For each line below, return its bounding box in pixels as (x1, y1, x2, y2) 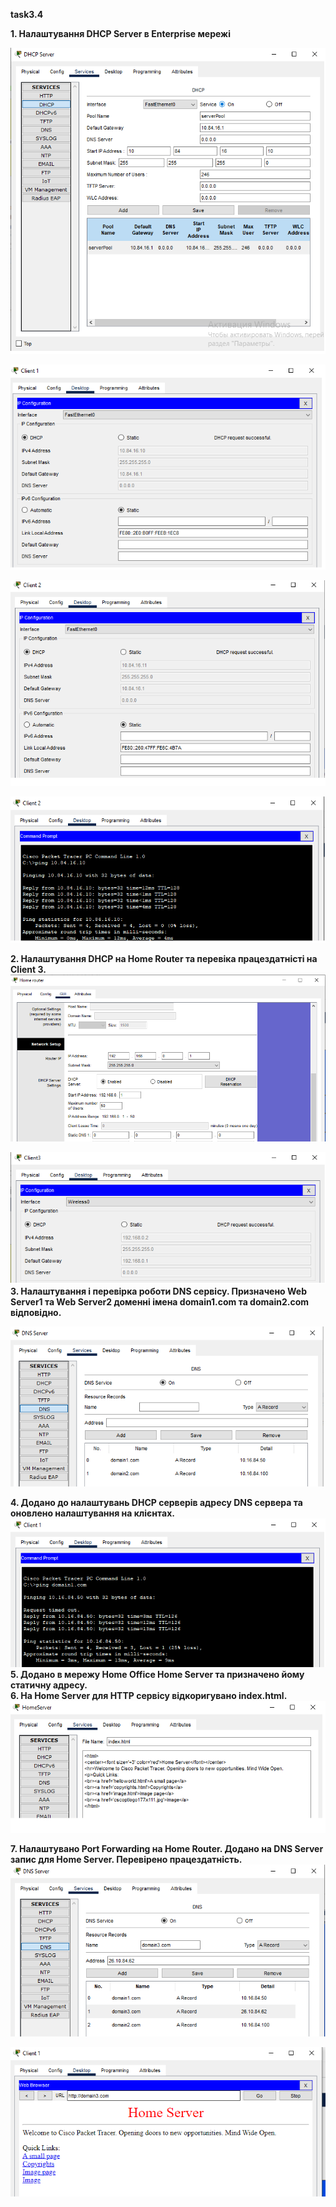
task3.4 (10, 9, 44, 20)
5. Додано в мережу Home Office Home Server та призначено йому (10, 1668, 305, 1680)
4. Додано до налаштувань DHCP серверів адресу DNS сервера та (10, 1496, 303, 1508)
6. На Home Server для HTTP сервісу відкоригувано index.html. (10, 1689, 288, 1701)
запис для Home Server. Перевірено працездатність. (10, 1854, 243, 1866)
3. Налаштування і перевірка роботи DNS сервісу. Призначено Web (10, 1285, 308, 1298)
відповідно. (10, 1307, 62, 1319)
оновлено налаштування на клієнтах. (10, 1507, 175, 1519)
